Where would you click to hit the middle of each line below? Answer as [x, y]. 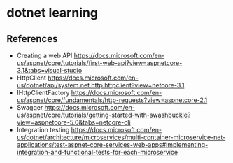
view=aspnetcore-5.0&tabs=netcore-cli [73, 122]
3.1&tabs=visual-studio [49, 70]
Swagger [30, 107]
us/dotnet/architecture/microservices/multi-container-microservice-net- [121, 137]
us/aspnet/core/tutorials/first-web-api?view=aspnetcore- [99, 63]
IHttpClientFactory [43, 93]
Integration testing [43, 130]
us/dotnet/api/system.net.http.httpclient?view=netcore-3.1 [100, 85]
